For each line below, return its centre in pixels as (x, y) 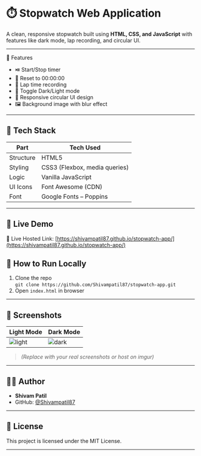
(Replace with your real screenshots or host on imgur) (87, 357)
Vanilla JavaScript (66, 177)
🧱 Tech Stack (31, 131)
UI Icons (21, 187)
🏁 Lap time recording (41, 84)
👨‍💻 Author (26, 381)
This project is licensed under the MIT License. (64, 441)
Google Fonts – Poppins (74, 196)
